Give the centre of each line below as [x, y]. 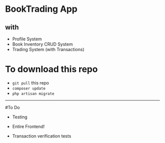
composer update [29, 88]
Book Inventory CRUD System [42, 44]
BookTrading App [41, 9]
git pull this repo [30, 83]
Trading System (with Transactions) [48, 49]
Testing [20, 117]
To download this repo [52, 69]
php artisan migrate [33, 94]
